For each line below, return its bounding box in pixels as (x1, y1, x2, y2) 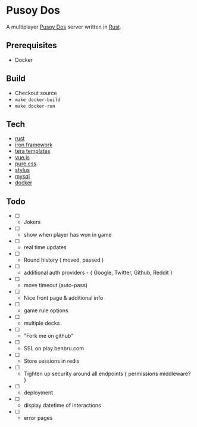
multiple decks (23, 319, 60, 327)
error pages (23, 415, 53, 422)
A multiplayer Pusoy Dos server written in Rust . (6, 23, 122, 30)
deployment (23, 389, 54, 396)
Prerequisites (6, 40, 57, 51)
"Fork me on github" (23, 332, 74, 340)
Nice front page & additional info (23, 294, 104, 302)
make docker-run (14, 103, 55, 109)
